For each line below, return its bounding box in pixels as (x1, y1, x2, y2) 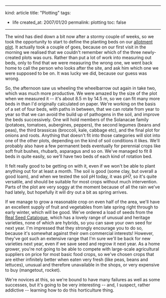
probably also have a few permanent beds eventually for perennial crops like (5, 143, 161, 149)
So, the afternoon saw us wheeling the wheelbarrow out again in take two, (5, 85, 157, 91)
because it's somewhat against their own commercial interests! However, (5, 230, 154, 236)
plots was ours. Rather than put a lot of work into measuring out (22, 55, 152, 60)
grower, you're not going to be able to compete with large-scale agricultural (5, 246, 160, 252)
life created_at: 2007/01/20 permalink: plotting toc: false (12, 19, 126, 25)
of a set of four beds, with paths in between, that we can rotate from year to (5, 106, 160, 112)
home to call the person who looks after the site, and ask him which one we (5, 65, 159, 71)
